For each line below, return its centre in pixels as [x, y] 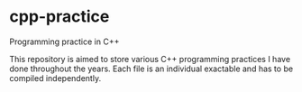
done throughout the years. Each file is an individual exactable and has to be [151, 69]
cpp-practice [59, 17]
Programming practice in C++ [64, 41]
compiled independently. [55, 78]
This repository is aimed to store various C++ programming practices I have [150, 59]
